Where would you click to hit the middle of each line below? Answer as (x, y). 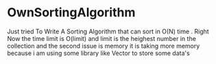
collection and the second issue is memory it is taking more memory (104, 46)
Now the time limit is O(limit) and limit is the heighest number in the (102, 38)
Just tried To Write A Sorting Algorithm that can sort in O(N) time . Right (108, 31)
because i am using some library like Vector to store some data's (98, 53)
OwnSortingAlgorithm (71, 13)
